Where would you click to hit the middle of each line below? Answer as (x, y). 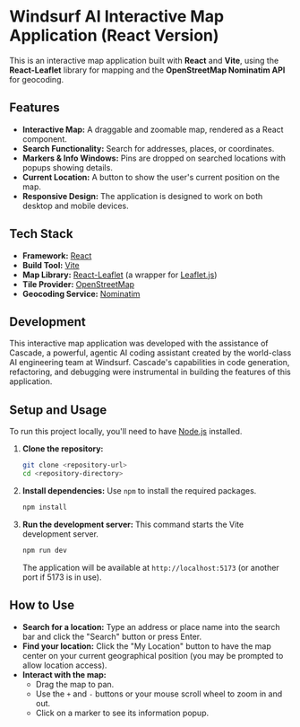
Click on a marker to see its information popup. (122, 713)
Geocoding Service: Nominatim (81, 293)
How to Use (42, 605)
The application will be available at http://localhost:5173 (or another (150, 567)
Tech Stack (41, 234)
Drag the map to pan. (75, 684)
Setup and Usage (58, 410)
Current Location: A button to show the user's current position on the (151, 177)
